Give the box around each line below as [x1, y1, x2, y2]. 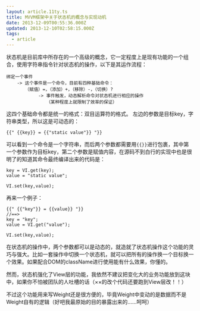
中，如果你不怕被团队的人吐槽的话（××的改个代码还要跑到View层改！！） [6, 278, 187, 285]
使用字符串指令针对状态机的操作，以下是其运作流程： [16, 61, 147, 68]
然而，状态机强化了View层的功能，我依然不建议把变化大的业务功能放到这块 [6, 271, 190, 278]
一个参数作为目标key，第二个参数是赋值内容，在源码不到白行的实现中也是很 [6, 148, 192, 155]
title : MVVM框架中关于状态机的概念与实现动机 [6, 14, 107, 20]
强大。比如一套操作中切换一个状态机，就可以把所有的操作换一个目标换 [16, 251, 189, 257]
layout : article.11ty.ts [6, 8, 68, 15]
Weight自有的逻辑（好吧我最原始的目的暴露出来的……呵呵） [6, 299, 153, 305]
